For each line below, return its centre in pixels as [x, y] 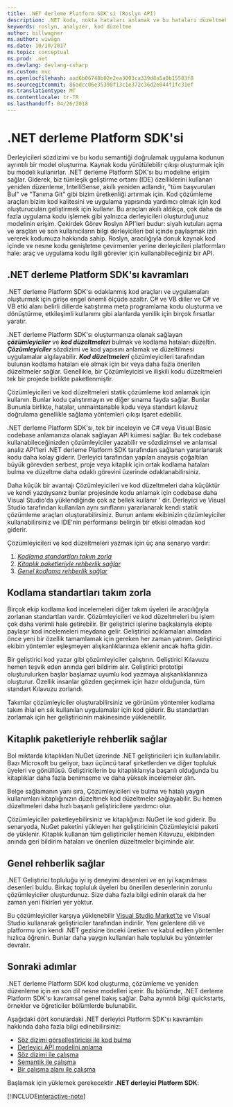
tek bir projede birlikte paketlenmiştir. [60, 378]
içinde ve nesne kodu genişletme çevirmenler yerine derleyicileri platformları [116, 245]
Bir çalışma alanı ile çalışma [56, 1069]
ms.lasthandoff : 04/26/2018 [48, 104]
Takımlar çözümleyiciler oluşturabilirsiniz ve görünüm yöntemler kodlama [111, 703]
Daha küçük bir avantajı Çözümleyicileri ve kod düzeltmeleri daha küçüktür [114, 485]
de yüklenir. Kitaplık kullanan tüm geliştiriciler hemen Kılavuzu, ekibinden [111, 834]
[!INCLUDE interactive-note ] [46, 1096]
